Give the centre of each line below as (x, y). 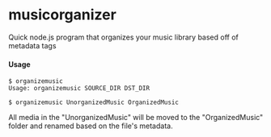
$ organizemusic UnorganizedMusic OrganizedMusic (94, 102)
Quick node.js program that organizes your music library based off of (123, 37)
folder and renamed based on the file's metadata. (91, 126)
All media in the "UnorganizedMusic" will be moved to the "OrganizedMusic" (136, 118)
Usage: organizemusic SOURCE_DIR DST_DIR (79, 89)
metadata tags (32, 45)
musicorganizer (63, 15)
